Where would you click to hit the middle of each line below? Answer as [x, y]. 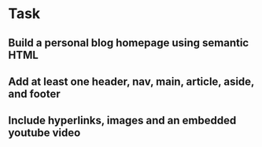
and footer [34, 94]
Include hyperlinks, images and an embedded [122, 121]
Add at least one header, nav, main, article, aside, [131, 81]
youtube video [44, 133]
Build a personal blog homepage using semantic [129, 43]
